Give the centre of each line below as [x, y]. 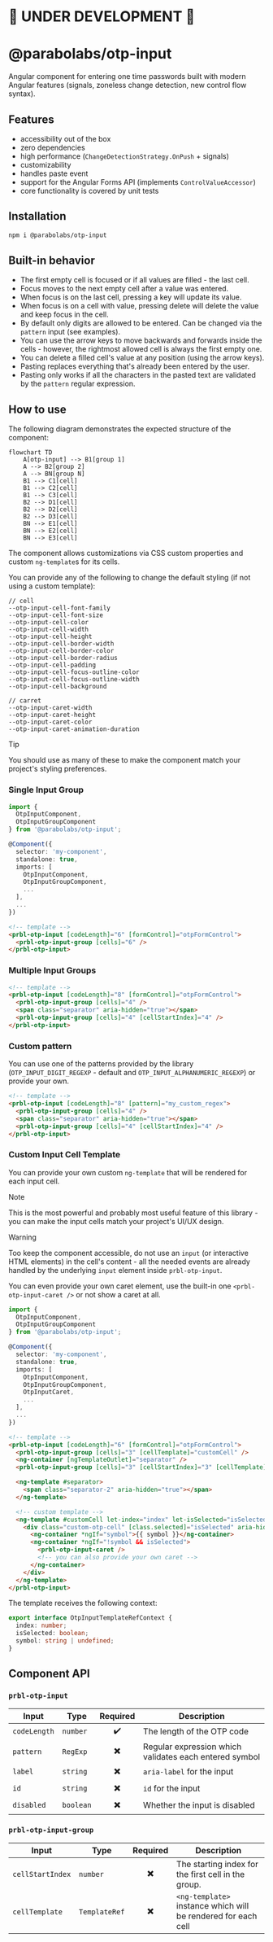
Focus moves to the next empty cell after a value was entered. [124, 289]
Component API [50, 1674]
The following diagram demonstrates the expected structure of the [120, 429]
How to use [37, 409]
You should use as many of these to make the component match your [125, 760]
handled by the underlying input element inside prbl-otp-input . [115, 1270]
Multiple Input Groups [52, 970]
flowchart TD [30, 453]
